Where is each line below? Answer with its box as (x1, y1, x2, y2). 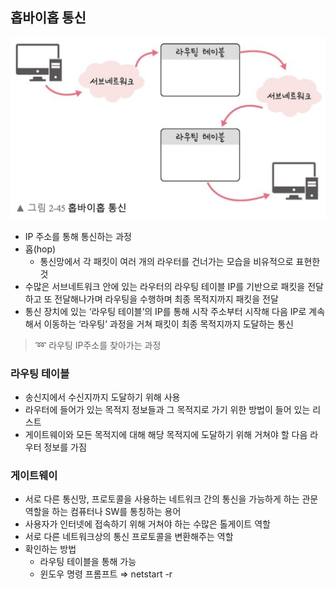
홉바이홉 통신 (10, 9, 87, 27)
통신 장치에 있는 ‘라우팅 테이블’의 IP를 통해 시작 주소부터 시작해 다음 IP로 (24, 305, 307, 317)
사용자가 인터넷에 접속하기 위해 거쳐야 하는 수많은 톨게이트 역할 (24, 518, 271, 530)
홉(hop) (24, 243, 57, 255)
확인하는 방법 (24, 543, 77, 555)
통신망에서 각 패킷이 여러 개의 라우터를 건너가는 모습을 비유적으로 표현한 (39, 255, 321, 267)
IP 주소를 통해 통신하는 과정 (24, 230, 132, 242)
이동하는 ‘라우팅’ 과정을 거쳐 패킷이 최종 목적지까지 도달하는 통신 (43, 318, 294, 330)
